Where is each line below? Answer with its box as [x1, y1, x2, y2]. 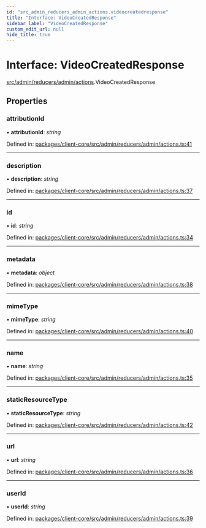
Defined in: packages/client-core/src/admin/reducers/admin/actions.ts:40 [6, 327, 194, 334]
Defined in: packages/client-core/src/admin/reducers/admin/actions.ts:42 [6, 421, 193, 429]
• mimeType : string [6, 315, 56, 323]
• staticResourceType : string [6, 409, 81, 417]
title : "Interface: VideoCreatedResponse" [6, 15, 116, 21]
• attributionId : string [6, 128, 61, 135]
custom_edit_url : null [6, 26, 64, 32]
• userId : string [6, 503, 46, 510]
